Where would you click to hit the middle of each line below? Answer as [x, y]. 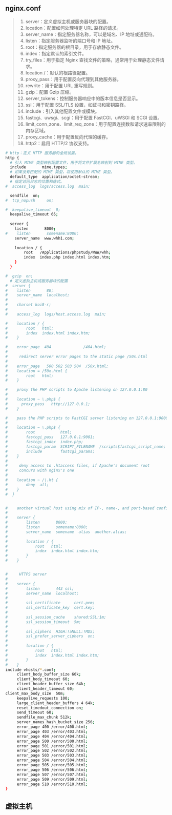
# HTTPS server [26, 574]
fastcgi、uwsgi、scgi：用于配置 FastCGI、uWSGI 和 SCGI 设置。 [94, 117]
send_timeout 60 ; [35, 712]
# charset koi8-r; [28, 305]
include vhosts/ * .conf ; [31, 670]
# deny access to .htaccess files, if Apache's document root [78, 466]
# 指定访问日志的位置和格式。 [37, 182]
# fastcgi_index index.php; [44, 442]
